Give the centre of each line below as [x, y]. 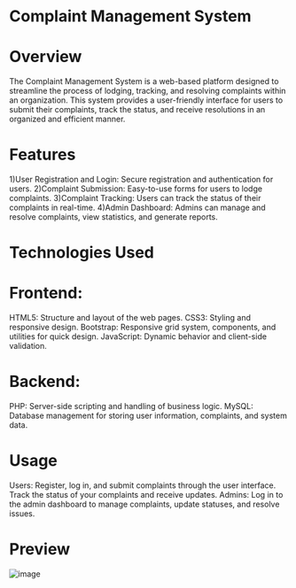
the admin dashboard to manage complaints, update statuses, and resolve [144, 504]
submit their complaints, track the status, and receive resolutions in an [137, 110]
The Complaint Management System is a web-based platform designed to [144, 81]
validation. [28, 346]
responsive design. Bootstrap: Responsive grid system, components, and [143, 327]
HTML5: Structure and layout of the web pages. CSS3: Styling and [130, 318]
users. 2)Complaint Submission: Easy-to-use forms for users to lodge [136, 189]
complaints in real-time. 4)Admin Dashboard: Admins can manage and [137, 208]
